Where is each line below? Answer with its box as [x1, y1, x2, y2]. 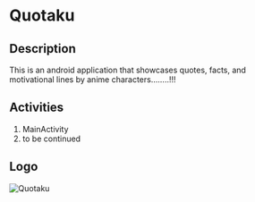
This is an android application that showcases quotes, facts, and [9, 64, 246, 75]
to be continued [21, 133, 81, 144]
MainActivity [21, 123, 69, 134]
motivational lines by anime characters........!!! [9, 74, 176, 85]
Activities [9, 100, 64, 115]
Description [9, 41, 76, 56]
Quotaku [9, 5, 75, 26]
